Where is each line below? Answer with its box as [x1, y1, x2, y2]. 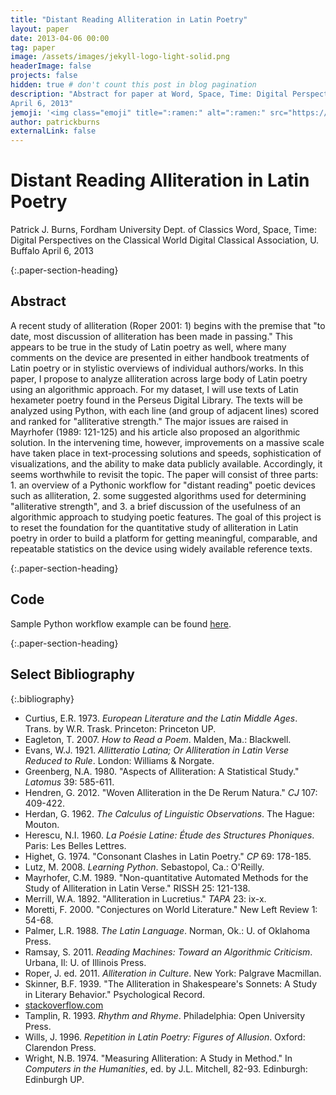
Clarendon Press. [24, 1041, 97, 1053]
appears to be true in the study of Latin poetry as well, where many [10, 341, 287, 353]
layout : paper [10, 24, 70, 34]
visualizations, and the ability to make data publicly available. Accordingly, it [10, 457, 323, 470]
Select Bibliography [10, 666, 135, 683]
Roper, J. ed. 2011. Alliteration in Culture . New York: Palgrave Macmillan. [24, 967, 322, 979]
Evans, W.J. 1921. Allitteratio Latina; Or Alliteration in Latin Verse [24, 744, 290, 756]
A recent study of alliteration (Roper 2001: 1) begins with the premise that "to [10, 319, 326, 331]
